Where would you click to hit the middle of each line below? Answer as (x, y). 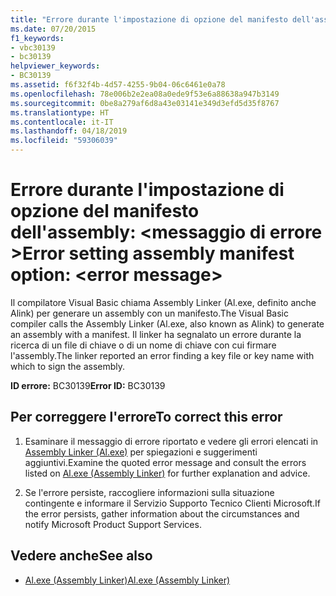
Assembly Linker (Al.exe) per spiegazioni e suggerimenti (141, 452)
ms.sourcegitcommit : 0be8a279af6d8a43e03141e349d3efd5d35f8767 (145, 103)
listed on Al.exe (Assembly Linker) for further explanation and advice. (167, 473)
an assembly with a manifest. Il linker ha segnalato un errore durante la (156, 334)
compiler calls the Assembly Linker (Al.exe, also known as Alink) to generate (167, 323)
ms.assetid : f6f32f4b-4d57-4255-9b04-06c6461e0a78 (118, 85)
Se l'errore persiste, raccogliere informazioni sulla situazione (149, 492)
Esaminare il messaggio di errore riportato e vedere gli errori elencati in (171, 441)
